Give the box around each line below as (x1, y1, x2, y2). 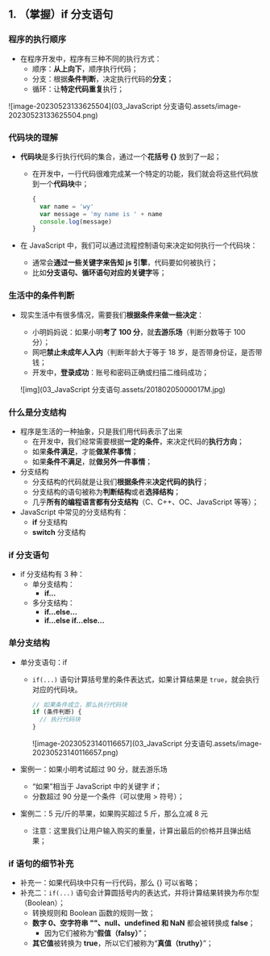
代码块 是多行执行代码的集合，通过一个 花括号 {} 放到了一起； (19, 152, 222, 161)
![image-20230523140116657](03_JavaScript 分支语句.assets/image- (31, 739, 263, 749)
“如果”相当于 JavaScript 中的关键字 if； (31, 782, 163, 791)
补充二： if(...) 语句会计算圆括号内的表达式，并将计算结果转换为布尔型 (19, 888, 260, 898)
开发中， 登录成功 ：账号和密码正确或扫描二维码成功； (31, 367, 210, 377)
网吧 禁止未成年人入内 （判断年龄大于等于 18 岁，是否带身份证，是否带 (31, 347, 263, 357)
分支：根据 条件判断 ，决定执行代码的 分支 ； (31, 73, 174, 83)
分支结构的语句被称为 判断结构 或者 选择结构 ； (31, 486, 181, 496)
